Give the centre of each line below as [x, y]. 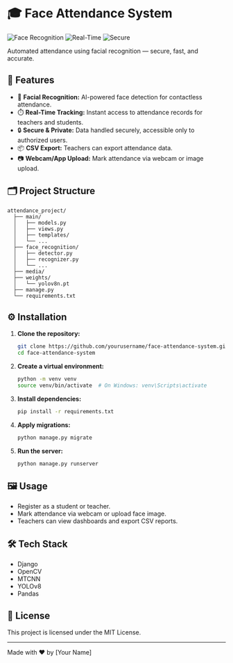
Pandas [28, 594]
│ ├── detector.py [43, 253]
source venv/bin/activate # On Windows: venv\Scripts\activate [112, 385]
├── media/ [29, 271]
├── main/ [27, 216]
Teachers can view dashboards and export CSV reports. [97, 521]
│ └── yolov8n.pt [42, 283]
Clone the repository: [49, 334]
